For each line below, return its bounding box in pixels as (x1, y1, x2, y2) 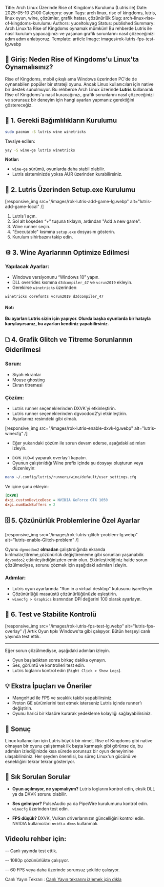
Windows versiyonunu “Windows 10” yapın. (12, 274, 100, 280)
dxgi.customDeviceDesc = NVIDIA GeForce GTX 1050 (5, 497, 108, 502)
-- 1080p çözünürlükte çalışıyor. (5, 857, 69, 863)
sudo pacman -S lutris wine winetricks (5, 129, 86, 134)
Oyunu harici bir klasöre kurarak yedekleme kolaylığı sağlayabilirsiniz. (12, 710, 152, 716)
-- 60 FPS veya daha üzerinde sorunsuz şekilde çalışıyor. (5, 866, 120, 873)
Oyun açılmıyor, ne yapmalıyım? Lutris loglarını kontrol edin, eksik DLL (12, 785, 155, 792)
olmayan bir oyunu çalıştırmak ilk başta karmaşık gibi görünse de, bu (5, 743, 143, 749)
